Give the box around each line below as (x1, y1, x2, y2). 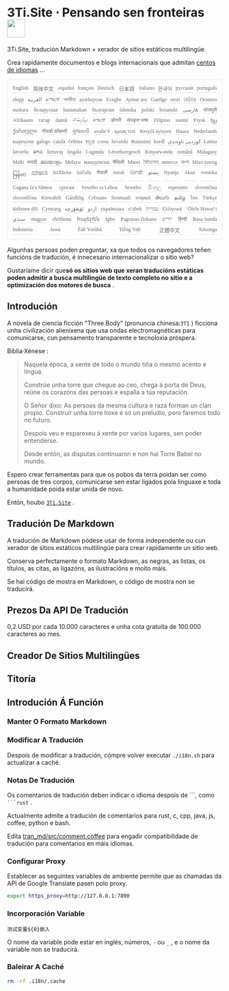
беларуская (33, 106, 58, 113)
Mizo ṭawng (192, 158, 217, 165)
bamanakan (63, 106, 87, 113)
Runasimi (131, 138, 152, 145)
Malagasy (197, 148, 217, 155)
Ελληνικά (162, 205, 183, 212)
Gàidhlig (66, 194, 84, 201)
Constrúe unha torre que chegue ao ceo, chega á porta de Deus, (23, 381, 206, 389)
